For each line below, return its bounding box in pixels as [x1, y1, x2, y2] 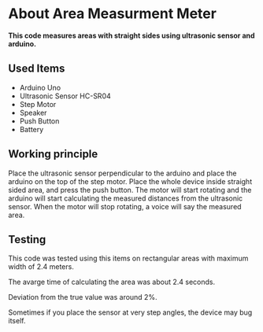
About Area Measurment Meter [8, 5, 217, 23]
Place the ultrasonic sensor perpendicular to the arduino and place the [8, 168, 238, 178]
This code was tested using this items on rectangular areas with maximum [8, 253, 249, 264]
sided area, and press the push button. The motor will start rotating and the [8, 185, 252, 194]
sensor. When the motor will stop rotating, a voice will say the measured [8, 201, 242, 211]
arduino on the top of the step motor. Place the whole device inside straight [8, 176, 253, 186]
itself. [8, 316, 26, 326]
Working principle [8, 147, 98, 161]
